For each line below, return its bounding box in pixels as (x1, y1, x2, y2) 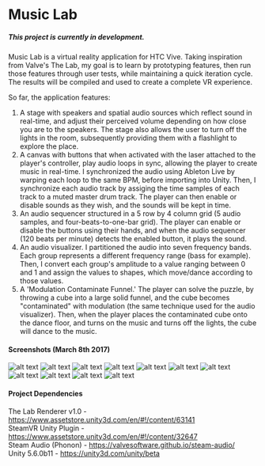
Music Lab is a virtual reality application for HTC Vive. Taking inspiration (8, 52, 243, 62)
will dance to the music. (19, 327, 97, 336)
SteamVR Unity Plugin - (8, 423, 85, 433)
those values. (19, 276, 64, 286)
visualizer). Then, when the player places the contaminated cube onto (19, 310, 248, 320)
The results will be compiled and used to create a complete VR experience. (8, 78, 253, 87)
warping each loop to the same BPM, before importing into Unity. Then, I (19, 176, 256, 185)
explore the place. (19, 142, 79, 151)
